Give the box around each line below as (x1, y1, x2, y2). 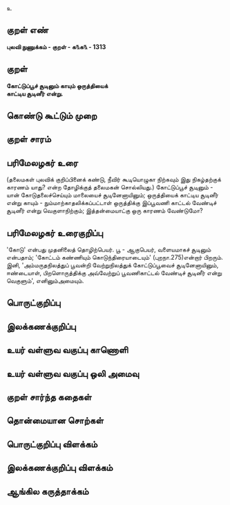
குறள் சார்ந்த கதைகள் (6, 391, 92, 402)
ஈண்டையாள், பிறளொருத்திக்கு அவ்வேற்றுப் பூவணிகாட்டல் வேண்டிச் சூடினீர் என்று (6, 269, 222, 277)
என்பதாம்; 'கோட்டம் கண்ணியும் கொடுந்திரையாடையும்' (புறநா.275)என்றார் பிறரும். (6, 254, 224, 262)
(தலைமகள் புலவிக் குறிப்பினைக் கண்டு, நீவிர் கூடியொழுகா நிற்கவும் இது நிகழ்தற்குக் (6, 175, 222, 184)
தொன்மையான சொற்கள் (6, 415, 104, 427)
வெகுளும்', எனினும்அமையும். (6, 276, 84, 285)
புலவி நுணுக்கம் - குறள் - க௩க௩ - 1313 (6, 42, 106, 51)
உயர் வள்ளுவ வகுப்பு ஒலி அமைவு (6, 368, 140, 380)
